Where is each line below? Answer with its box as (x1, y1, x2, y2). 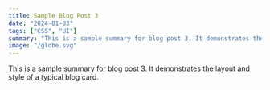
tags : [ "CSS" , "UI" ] (8, 27, 78, 35)
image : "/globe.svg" (8, 42, 78, 50)
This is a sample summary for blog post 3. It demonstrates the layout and (8, 63, 251, 73)
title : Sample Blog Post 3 (8, 11, 99, 20)
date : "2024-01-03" (8, 19, 74, 27)
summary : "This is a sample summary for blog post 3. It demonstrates (8, 34, 250, 43)
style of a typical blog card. (8, 72, 99, 82)
